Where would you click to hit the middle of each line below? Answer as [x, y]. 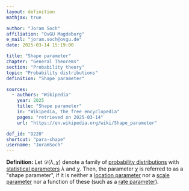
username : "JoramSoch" [35, 145]
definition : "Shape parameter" [45, 78]
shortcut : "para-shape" [36, 139]
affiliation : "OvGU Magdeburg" [45, 34]
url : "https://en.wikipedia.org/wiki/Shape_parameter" [87, 123]
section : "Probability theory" [45, 67]
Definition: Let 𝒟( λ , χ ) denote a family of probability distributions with [93, 162]
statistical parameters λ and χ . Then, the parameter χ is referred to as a [95, 169]
